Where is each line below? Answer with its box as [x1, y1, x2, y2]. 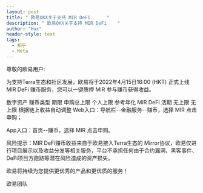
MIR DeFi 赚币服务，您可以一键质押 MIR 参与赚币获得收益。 [6, 86, 155, 93]
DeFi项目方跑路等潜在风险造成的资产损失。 [6, 154, 113, 162]
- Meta [12, 48, 28, 54]
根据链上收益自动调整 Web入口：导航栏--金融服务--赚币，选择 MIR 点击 [18, 106, 197, 113]
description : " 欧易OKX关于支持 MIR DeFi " [6, 20, 121, 26]
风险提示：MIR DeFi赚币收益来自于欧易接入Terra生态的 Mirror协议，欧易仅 [6, 139, 192, 147]
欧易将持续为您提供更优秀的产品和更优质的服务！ [6, 167, 128, 174]
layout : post [6, 8, 39, 15]
